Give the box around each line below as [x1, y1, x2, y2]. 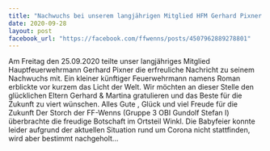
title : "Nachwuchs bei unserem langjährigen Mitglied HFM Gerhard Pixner [8, 11, 263, 20]
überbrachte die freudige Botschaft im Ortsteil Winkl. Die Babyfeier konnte [8, 116, 256, 126]
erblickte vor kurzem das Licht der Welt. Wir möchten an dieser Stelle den [8, 82, 255, 92]
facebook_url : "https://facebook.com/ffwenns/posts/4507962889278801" [8, 34, 251, 43]
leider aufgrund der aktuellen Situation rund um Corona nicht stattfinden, [8, 125, 251, 135]
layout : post [8, 27, 53, 35]
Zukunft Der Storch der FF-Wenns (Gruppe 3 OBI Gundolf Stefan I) [8, 108, 230, 118]
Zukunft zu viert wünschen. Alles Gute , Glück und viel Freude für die [8, 99, 238, 109]
